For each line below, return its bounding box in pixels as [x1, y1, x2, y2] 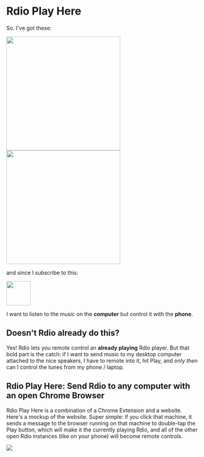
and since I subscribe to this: [6, 269, 79, 276]
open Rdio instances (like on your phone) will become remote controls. [6, 432, 183, 439]
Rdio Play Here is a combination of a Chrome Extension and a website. [6, 407, 182, 414]
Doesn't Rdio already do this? [6, 328, 120, 338]
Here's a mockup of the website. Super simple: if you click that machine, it [6, 413, 192, 420]
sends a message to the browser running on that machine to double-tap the [6, 419, 195, 427]
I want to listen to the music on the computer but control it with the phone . [6, 310, 193, 317]
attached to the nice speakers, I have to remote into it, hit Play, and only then [6, 357, 198, 364]
